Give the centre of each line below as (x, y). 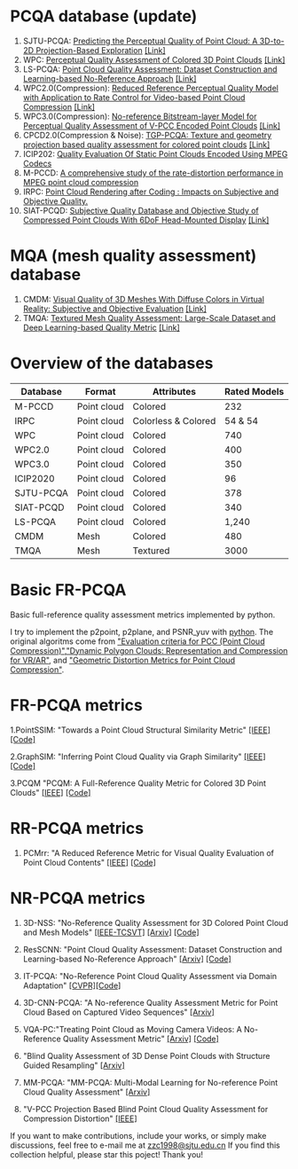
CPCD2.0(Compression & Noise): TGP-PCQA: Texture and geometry (147, 135)
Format (100, 391)
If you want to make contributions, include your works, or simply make (138, 1135)
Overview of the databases (112, 363)
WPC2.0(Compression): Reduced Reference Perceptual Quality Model (150, 88)
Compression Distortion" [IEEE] (80, 1118)
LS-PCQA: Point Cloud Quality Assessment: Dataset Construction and (150, 69)
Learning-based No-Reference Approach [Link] (110, 78)
